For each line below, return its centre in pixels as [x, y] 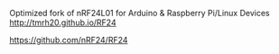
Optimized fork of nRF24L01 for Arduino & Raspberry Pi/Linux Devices [139, 13]
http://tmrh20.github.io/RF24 [63, 22]
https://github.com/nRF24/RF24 [69, 40]
